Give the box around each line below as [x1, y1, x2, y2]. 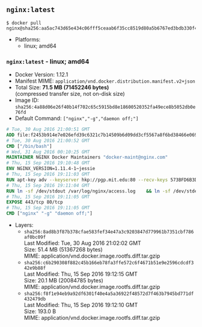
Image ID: [14, 97, 39, 104]
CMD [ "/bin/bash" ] [6, 143, 52, 149]
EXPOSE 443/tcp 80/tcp [6, 199, 63, 205]
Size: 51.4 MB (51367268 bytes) [23, 246, 103, 253]
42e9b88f [23, 265, 46, 271]
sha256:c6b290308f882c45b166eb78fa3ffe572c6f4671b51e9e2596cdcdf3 [23, 260, 194, 266]
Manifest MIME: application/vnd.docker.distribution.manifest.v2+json [14, 77, 195, 84]
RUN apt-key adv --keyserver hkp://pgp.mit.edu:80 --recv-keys [6, 177, 168, 183]
